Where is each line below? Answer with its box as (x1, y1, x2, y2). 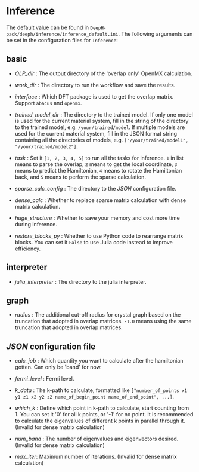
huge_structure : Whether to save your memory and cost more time (14, 214, 180, 222)
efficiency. (14, 245, 41, 252)
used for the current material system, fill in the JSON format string (14, 130, 178, 137)
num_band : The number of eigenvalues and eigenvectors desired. (14, 435, 179, 443)
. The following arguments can (118, 30, 193, 37)
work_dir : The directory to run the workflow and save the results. (14, 81, 176, 88)
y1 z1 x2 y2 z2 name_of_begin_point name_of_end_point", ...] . (14, 393, 175, 400)
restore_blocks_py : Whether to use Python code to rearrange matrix (14, 232, 184, 240)
